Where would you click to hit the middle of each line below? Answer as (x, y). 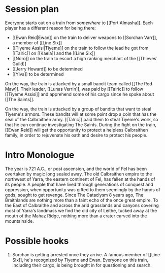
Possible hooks (37, 241)
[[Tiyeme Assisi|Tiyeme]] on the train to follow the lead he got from (80, 48)
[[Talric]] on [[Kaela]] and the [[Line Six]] (53, 53)
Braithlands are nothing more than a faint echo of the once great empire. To (82, 200)
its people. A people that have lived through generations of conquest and (79, 184)
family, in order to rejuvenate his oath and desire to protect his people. (76, 135)
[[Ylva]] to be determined (38, 74)
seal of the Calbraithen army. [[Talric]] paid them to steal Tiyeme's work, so (82, 119)
